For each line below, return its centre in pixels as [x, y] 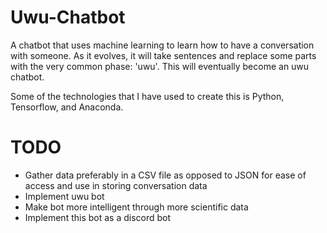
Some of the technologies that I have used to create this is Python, [147, 96]
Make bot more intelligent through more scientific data [136, 207]
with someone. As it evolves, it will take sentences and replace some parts [163, 55]
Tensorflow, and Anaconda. [67, 107]
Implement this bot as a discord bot [98, 217]
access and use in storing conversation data [116, 185]
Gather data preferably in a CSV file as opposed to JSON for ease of [165, 175]
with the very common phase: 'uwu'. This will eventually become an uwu [160, 66]
